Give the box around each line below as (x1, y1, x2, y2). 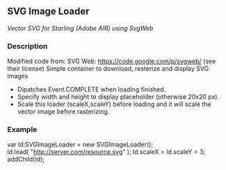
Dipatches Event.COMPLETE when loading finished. (17, 85, 166, 94)
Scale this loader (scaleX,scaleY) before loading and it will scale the (17, 100, 211, 108)
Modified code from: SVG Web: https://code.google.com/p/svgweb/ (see (7, 57, 216, 65)
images (7, 72, 29, 80)
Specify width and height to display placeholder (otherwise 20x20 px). (17, 93, 220, 101)
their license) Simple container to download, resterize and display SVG (7, 65, 209, 73)
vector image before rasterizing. (17, 108, 110, 116)
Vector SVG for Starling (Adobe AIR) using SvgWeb (7, 24, 154, 32)
